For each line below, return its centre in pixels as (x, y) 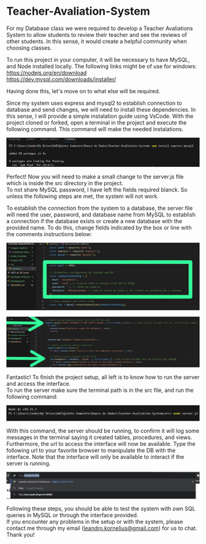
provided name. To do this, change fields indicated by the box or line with (99, 228)
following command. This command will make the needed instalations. (95, 129)
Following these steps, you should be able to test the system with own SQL (101, 508)
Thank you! (21, 534)
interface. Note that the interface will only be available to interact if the (95, 457)
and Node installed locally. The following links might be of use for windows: (102, 66)
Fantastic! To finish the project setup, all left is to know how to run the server (103, 377)
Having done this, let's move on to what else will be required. (83, 91)
